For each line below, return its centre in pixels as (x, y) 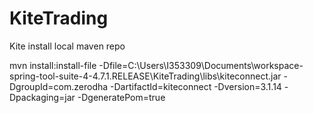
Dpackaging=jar (42, 97)
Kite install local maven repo (67, 46)
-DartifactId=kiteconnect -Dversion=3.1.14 (196, 86)
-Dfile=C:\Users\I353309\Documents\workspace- (201, 65)
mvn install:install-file (53, 65)
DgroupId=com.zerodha (59, 86)
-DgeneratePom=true (121, 97)
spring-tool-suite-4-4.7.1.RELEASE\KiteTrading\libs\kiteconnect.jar (145, 76)
